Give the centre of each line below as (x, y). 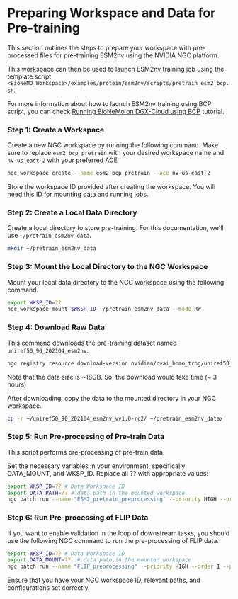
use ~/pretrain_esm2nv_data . (50, 236)
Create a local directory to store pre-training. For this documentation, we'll (116, 228)
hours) (17, 384)
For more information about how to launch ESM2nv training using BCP (109, 103)
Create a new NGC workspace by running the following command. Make (113, 145)
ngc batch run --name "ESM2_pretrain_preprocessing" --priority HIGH (112, 500)
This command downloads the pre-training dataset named (92, 343)
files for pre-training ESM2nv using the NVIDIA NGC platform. (130, 55)
